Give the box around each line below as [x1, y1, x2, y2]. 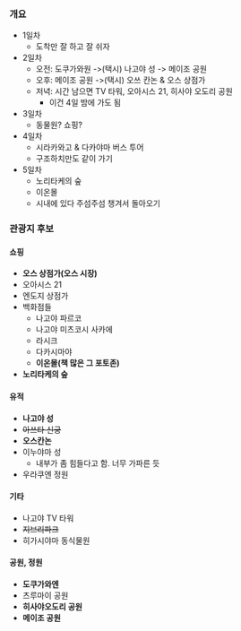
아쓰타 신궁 [22, 424, 62, 435]
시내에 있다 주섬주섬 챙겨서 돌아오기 [35, 198, 161, 209]
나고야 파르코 [35, 313, 82, 324]
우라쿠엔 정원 [22, 469, 69, 480]
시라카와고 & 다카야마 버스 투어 [35, 142, 144, 153]
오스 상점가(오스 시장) [22, 268, 98, 279]
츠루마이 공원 [22, 590, 69, 601]
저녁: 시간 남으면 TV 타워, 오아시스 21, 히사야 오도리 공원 [35, 86, 233, 97]
